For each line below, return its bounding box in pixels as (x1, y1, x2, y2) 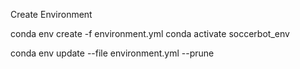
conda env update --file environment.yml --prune (10, 47, 215, 59)
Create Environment (10, 9, 93, 20)
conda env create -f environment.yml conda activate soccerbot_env (10, 28, 290, 39)
